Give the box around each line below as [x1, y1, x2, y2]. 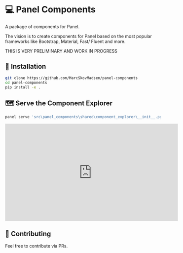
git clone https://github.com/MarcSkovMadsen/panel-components [5, 75, 138, 81]
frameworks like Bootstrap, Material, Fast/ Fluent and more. [5, 38, 126, 44]
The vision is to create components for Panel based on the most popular [5, 33, 152, 39]
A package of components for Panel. [5, 23, 80, 30]
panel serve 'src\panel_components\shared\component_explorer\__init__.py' [5, 115, 164, 120]
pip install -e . [5, 84, 41, 89]
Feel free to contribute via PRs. [5, 243, 68, 249]
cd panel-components [5, 80, 48, 85]
